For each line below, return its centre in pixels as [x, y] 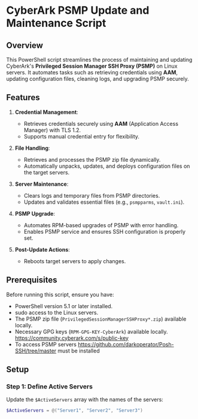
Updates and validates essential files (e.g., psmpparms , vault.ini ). [104, 202]
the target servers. [47, 172]
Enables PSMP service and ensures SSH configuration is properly [105, 231]
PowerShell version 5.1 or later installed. [64, 306]
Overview [25, 45]
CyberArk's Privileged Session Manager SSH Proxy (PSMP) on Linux [92, 66]
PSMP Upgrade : [35, 213]
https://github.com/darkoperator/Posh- [126, 344]
